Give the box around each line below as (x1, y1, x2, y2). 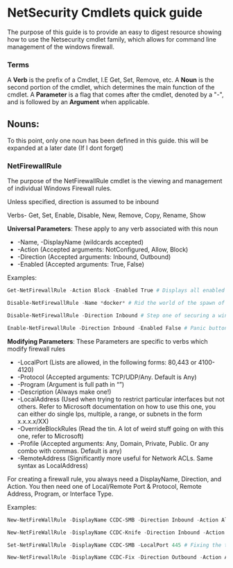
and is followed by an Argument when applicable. (7, 98, 150, 106)
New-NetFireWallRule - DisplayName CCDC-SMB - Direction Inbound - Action (7, 516, 218, 524)
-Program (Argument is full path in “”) (17, 380, 125, 388)
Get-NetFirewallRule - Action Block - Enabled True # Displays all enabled (7, 287, 225, 294)
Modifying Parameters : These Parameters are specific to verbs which (7, 337, 208, 345)
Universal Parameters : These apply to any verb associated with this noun (7, 224, 218, 233)
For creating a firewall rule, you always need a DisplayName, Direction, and (7, 474, 222, 483)
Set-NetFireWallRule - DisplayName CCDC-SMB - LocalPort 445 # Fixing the (7, 542, 222, 549)
